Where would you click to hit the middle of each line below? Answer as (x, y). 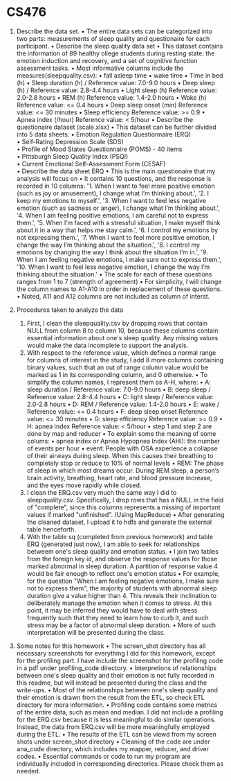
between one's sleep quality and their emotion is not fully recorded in (115, 675)
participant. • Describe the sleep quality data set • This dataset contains (120, 46)
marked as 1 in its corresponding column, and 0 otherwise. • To (117, 374)
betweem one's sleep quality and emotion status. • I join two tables (123, 551)
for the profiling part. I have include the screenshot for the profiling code (120, 660)
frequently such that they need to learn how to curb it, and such (118, 617)
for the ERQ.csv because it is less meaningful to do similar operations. (116, 719)
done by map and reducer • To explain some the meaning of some (121, 433)
